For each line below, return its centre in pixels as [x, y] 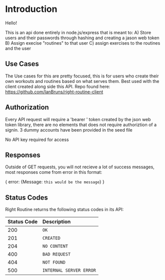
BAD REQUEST [57, 254]
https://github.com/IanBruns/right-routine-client [54, 92]
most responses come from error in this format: [54, 172]
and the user [18, 48]
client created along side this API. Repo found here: [58, 86]
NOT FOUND [54, 262]
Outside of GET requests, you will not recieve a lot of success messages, [80, 167]
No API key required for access [37, 140]
